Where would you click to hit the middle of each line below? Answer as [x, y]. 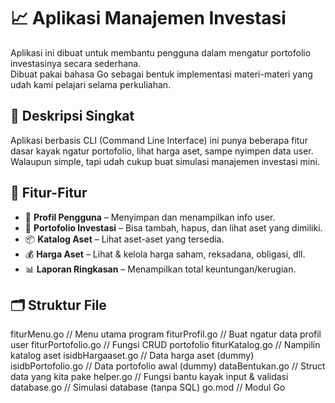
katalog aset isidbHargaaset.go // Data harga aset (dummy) [132, 356]
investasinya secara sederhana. [76, 63]
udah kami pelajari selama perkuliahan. [91, 84]
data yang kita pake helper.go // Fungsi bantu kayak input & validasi [149, 377]
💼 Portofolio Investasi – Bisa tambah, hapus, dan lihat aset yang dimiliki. [173, 227]
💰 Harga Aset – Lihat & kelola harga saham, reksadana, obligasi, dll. [165, 254]
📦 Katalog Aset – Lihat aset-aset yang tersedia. [124, 239]
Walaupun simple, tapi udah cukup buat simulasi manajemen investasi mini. [165, 161]
